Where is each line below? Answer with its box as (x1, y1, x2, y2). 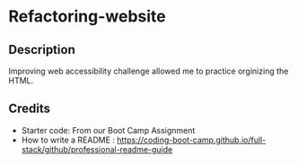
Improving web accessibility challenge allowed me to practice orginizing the (8, 65, 289, 76)
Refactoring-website (8, 6, 167, 27)
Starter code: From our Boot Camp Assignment (21, 125, 196, 135)
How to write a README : (21, 134, 116, 145)
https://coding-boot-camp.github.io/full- (117, 134, 267, 145)
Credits (8, 101, 51, 117)
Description (8, 42, 75, 57)
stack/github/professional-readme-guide (21, 143, 173, 154)
